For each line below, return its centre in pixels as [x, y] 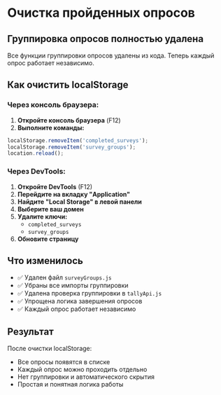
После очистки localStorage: [50, 349]
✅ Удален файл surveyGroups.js [64, 277]
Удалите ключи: [42, 216]
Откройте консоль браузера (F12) [69, 120]
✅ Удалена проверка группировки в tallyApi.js [90, 293]
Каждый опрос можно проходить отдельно [82, 370]
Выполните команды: [51, 127]
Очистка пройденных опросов [101, 13]
